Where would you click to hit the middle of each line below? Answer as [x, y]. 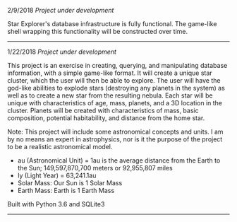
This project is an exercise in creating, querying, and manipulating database [117, 65]
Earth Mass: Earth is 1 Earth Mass [66, 191]
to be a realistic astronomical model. [60, 147]
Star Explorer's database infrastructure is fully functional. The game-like [112, 24]
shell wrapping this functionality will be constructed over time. [98, 31]
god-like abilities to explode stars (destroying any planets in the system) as [116, 88]
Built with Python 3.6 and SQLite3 [56, 204]
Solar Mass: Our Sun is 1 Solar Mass [70, 183]
